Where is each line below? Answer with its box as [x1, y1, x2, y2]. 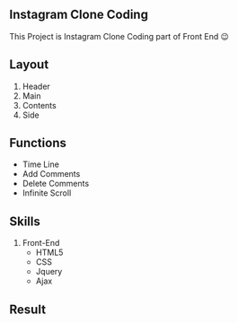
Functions [9, 135, 67, 151]
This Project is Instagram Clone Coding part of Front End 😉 [9, 31, 229, 41]
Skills [9, 214, 40, 229]
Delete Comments [22, 179, 90, 189]
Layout [9, 57, 49, 73]
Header [22, 81, 51, 92]
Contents [22, 100, 57, 110]
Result [9, 301, 47, 317]
